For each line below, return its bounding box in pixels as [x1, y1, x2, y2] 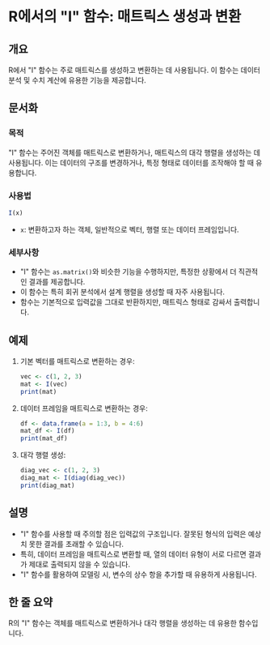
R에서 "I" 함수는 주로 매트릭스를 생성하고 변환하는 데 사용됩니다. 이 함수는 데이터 [8, 66, 261, 75]
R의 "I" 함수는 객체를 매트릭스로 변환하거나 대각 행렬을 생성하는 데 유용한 [8, 618, 237, 628]
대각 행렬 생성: [19, 451, 66, 460]
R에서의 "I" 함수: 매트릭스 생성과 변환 [8, 7, 242, 26]
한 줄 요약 [8, 596, 53, 609]
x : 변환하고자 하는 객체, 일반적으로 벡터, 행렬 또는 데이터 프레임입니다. [19, 224, 240, 234]
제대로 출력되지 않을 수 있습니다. [28, 559, 131, 569]
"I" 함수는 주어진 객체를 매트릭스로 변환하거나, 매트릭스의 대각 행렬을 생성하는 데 [8, 147, 261, 157]
